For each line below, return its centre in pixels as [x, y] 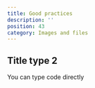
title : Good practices [40, 13]
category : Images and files [48, 33]
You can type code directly [46, 77]
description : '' [31, 20]
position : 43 [26, 26]
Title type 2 [32, 60]
